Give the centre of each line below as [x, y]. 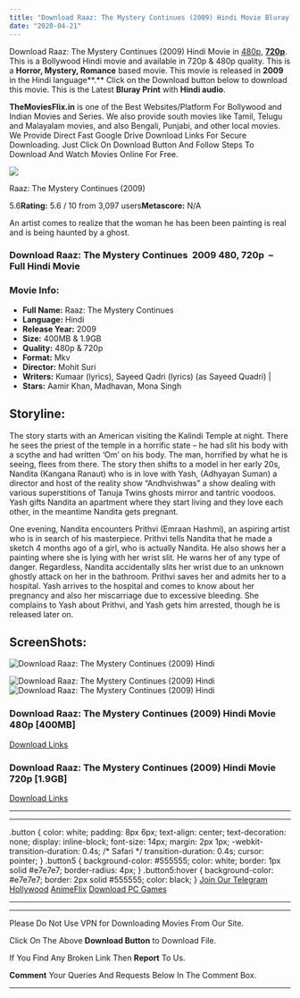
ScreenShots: [48, 642]
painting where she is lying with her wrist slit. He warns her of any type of [145, 557]
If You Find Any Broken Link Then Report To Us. [97, 958]
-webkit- [247, 842]
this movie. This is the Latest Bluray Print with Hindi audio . [117, 89]
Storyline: [37, 414]
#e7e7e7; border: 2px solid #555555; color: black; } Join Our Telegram [138, 879]
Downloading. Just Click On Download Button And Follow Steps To [132, 145]
